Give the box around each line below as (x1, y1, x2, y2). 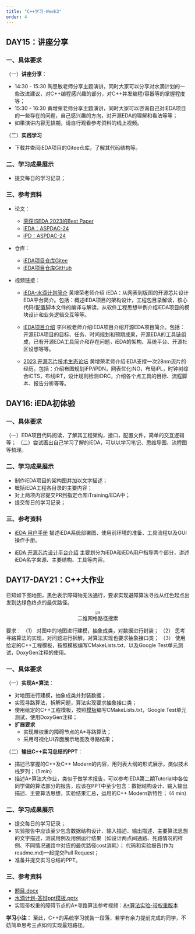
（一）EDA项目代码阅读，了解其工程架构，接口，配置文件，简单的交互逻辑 (6, 432, 185, 439)
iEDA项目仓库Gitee (23, 257, 68, 264)
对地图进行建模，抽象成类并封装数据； (14, 692, 107, 699)
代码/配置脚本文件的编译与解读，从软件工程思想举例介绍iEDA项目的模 (23, 303, 190, 310)
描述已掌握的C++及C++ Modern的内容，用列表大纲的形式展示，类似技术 (14, 760, 189, 767)
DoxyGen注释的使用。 (16, 649, 69, 656)
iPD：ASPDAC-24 (23, 232, 66, 239)
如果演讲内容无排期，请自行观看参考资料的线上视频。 (14, 119, 143, 126)
